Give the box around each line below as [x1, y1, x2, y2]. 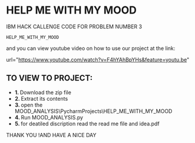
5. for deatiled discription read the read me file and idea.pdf [14, 120, 160, 127]
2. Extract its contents [14, 95, 68, 102]
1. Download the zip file [14, 89, 72, 96]
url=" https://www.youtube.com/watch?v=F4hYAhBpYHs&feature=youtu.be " [6, 56, 190, 63]
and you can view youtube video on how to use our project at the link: [6, 45, 176, 52]
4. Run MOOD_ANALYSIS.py [14, 114, 84, 121]
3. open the [14, 101, 43, 108]
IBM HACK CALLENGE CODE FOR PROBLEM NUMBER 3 [6, 23, 143, 30]
